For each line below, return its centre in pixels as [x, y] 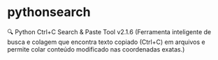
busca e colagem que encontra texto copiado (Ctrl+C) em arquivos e [106, 42]
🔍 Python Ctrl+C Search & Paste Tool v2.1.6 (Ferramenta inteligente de [109, 31]
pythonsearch [49, 12]
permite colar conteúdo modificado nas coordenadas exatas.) [96, 49]
